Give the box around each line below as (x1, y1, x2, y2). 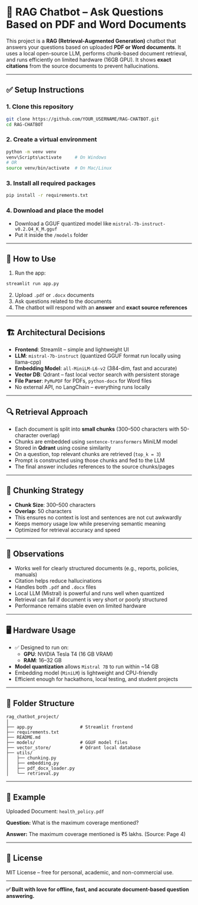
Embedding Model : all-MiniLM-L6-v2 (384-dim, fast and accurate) (14, 365, 177, 372)
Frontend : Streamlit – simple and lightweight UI (14, 346, 130, 353)
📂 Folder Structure (6, 698, 75, 708)
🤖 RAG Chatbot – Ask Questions (6, 5, 164, 19)
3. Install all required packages (6, 179, 96, 187)
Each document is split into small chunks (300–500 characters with (14, 425, 180, 432)
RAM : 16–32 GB (23, 657, 62, 664)
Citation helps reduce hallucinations (14, 577, 102, 584)
